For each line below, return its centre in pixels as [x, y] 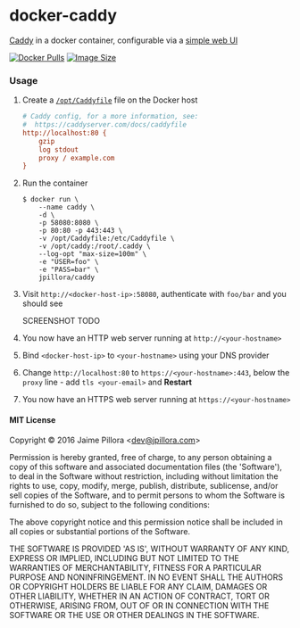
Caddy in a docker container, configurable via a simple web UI [124, 40]
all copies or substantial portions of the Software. [100, 531]
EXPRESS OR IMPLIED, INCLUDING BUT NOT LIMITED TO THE [124, 558]
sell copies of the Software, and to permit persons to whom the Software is [147, 495]
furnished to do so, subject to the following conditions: [109, 504]
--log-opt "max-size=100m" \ [93, 254]
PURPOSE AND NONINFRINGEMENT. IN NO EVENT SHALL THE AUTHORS [146, 577]
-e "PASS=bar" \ [69, 270]
